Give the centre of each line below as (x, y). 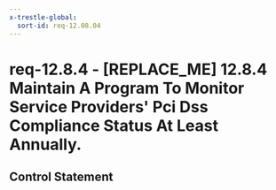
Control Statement (61, 177)
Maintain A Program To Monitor (127, 88)
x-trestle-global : (43, 17)
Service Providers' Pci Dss (109, 106)
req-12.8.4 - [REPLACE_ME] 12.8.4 (138, 69)
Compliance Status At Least (114, 125)
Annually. (46, 144)
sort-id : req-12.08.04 (59, 26)
